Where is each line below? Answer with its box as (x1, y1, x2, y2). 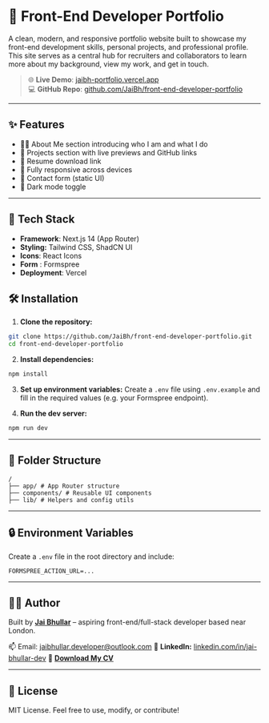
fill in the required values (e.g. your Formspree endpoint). (19, 393, 209, 403)
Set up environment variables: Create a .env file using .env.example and (19, 384, 260, 394)
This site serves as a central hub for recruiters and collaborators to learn (8, 50, 247, 60)
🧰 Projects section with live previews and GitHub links (19, 147, 198, 157)
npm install (8, 370, 48, 379)
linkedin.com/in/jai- (193, 642, 258, 652)
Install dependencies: (19, 355, 94, 364)
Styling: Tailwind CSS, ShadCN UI (19, 242, 133, 251)
